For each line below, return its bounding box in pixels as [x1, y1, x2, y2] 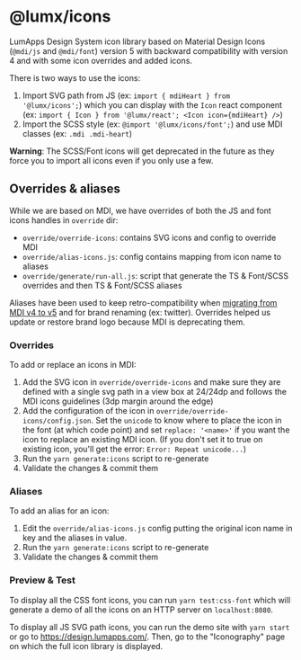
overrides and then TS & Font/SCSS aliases [22, 280, 182, 290]
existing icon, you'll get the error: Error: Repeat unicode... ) [22, 443, 247, 455]
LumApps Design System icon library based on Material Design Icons [9, 36, 266, 47]
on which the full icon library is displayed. [9, 640, 164, 651]
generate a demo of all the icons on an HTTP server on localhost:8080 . [9, 604, 274, 615]
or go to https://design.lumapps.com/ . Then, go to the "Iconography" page [9, 631, 286, 642]
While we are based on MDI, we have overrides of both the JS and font [9, 205, 271, 216]
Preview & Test [9, 574, 76, 586]
